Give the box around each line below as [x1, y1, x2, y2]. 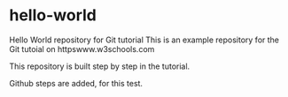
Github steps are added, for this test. [9, 78, 144, 88]
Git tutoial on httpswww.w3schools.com [9, 43, 155, 54]
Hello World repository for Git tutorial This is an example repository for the [9, 34, 280, 45]
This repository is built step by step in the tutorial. [9, 61, 191, 71]
